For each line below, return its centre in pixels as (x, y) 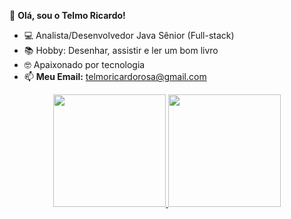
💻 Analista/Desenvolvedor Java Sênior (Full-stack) (129, 35)
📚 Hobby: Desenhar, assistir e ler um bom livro (121, 50)
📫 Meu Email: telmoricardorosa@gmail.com (115, 76)
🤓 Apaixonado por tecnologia (84, 64)
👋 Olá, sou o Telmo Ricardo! (67, 15)
